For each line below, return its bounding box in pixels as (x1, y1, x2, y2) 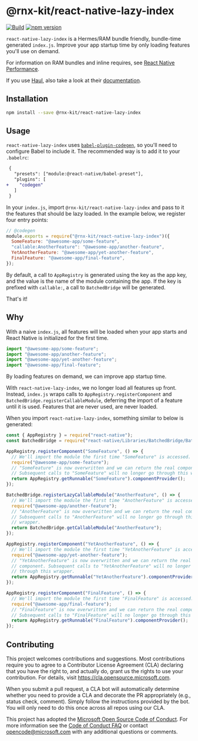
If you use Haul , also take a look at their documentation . (6, 77, 141, 84)
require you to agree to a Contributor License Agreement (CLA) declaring (6, 661, 184, 668)
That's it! (6, 295, 28, 302)
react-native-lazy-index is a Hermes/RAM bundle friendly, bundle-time (6, 35, 181, 42)
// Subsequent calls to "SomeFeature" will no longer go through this (11, 471, 189, 476)
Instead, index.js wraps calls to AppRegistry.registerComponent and (6, 391, 172, 398)
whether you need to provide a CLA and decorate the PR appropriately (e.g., (6, 691, 192, 698)
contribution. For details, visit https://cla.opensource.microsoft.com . (6, 674, 171, 681)
